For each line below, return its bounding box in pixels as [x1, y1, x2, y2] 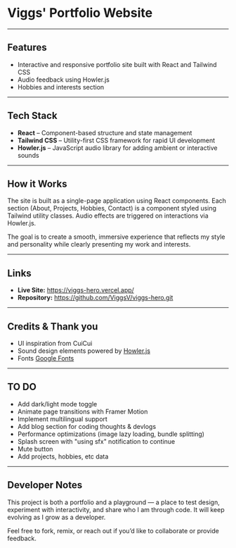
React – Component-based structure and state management [17, 128, 192, 137]
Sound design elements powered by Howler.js [17, 347, 151, 355]
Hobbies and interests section [17, 82, 105, 91]
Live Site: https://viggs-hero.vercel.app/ [17, 286, 135, 294]
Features [7, 42, 47, 54]
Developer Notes [7, 479, 83, 491]
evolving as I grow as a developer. [7, 513, 106, 521]
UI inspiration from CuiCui [17, 340, 93, 347]
